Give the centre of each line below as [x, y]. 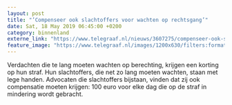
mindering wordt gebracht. [45, 94]
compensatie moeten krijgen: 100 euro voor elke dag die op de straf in [107, 87]
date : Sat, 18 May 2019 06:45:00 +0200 [65, 26]
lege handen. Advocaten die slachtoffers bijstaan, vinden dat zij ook [104, 79]
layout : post [26, 13]
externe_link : [28, 39]
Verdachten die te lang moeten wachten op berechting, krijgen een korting [113, 65]
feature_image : [29, 45]
